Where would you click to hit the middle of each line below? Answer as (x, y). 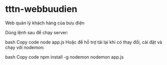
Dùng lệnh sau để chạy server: (37, 32)
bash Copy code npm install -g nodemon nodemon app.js (64, 57)
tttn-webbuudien (41, 9)
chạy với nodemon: (25, 47)
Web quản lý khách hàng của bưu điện (45, 23)
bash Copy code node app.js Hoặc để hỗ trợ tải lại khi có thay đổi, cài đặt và (84, 42)
